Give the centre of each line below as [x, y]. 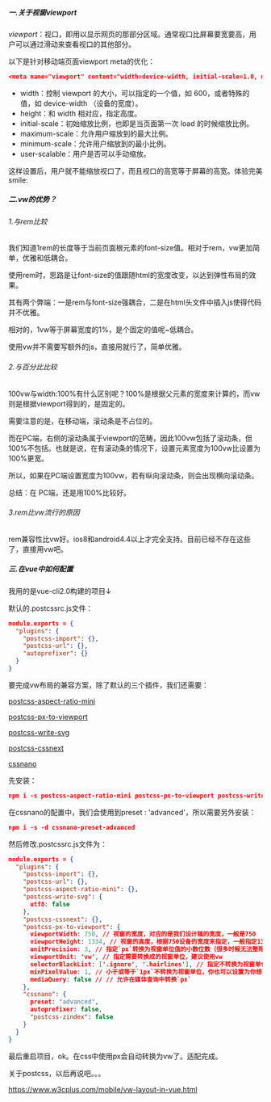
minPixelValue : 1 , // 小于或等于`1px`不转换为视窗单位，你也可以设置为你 [143, 972]
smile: [18, 180]
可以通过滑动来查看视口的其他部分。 [75, 44]
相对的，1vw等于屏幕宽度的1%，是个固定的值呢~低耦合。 [103, 330]
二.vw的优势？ [32, 200]
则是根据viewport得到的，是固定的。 [69, 403]
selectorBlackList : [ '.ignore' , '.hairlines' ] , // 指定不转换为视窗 [142, 964]
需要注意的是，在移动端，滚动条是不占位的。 [83, 421]
